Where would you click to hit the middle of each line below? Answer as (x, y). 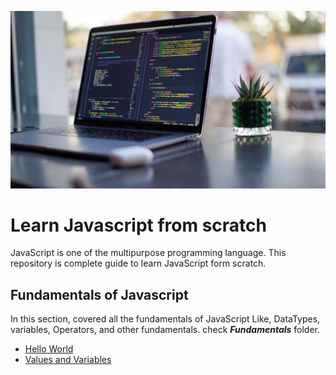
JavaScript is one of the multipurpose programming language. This (148, 253)
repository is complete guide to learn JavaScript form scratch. (138, 263)
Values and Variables (68, 360)
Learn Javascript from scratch (138, 225)
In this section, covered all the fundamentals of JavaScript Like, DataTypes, (165, 319)
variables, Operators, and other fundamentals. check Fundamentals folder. (165, 330)
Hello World (49, 349)
